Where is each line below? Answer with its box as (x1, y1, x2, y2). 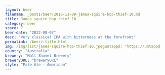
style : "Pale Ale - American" (5, 62, 68, 67)
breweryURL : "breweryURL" (5, 58, 58, 63)
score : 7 (5, 26, 23, 31)
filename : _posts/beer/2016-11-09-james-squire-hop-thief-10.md (5, 12, 140, 17)
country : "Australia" (5, 48, 50, 53)
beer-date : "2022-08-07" (5, 30, 56, 35)
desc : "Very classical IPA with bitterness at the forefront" (5, 35, 136, 40)
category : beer (5, 21, 37, 26)
